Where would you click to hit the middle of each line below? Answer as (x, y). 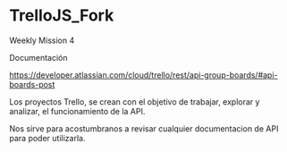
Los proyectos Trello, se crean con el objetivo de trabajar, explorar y (135, 101)
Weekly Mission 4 (42, 40)
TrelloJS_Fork (62, 16)
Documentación (39, 57)
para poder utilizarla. (47, 138)
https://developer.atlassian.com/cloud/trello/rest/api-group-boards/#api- (144, 75)
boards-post (32, 84)
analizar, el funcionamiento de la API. (77, 111)
